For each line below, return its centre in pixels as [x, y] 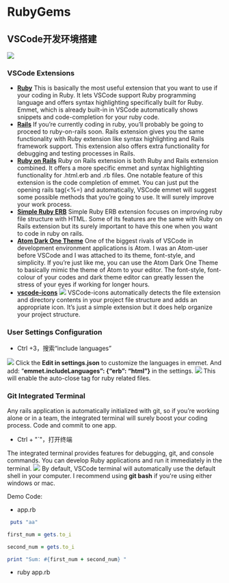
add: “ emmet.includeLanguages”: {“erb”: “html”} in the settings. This [111, 371]
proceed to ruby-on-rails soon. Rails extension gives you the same [110, 132]
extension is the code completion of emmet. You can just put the [108, 183]
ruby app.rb [33, 572]
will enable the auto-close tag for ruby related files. [79, 378]
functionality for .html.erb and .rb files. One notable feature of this [110, 175]
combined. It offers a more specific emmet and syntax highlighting [110, 168]
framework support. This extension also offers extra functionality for [113, 146]
